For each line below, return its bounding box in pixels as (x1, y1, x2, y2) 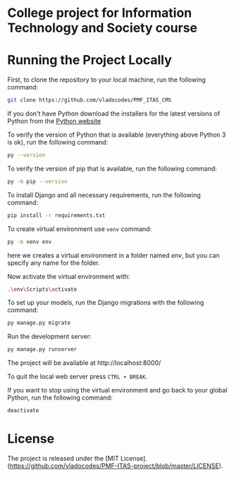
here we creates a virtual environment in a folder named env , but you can (7, 251, 220, 259)
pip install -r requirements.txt (7, 211, 106, 219)
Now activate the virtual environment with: (7, 272, 130, 280)
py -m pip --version (7, 178, 68, 185)
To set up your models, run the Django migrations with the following (7, 298, 204, 307)
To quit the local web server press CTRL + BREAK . (7, 372, 148, 381)
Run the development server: (7, 333, 92, 341)
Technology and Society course (7, 20, 198, 36)
